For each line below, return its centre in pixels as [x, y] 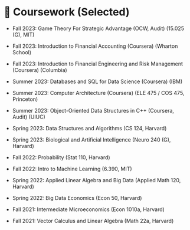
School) [22, 52]
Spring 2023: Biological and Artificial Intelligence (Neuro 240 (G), [91, 139]
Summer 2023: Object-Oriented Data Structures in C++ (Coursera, [93, 110]
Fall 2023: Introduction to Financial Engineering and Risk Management [98, 64]
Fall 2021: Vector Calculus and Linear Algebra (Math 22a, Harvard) [93, 221]
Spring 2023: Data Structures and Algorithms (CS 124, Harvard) [89, 128]
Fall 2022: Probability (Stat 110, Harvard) [61, 157]
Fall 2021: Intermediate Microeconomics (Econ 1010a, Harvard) [88, 209]
